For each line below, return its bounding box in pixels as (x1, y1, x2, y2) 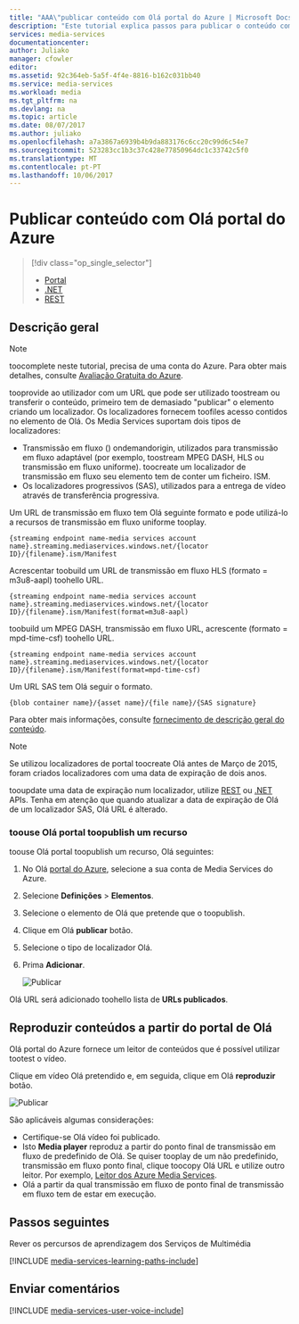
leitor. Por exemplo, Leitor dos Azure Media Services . (21, 1170, 218, 1180)
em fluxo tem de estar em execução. (21, 1188, 157, 1200)
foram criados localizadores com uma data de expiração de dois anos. (9, 768, 267, 778)
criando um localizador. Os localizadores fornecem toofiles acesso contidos (9, 407, 287, 417)
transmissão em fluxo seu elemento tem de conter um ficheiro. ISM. (21, 471, 271, 482)
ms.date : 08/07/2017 (9, 121, 86, 130)
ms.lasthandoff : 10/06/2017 (9, 170, 114, 179)
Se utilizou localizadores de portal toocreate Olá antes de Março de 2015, (9, 758, 279, 768)
